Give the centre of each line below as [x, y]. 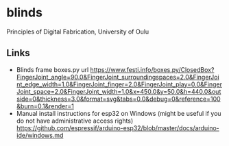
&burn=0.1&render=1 [45, 106]
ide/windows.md [40, 135]
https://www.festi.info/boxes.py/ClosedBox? [152, 69]
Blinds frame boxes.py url [52, 69]
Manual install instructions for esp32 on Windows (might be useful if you [119, 113]
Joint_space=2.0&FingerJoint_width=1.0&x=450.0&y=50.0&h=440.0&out [119, 91]
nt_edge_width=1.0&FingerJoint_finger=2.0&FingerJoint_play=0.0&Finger [119, 84]
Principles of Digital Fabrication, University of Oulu [78, 32]
